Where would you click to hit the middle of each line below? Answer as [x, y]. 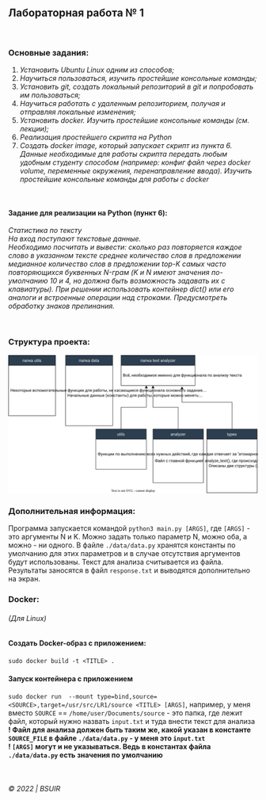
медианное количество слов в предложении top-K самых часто [118, 264]
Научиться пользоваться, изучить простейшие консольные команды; [138, 78]
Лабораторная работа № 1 [76, 13]
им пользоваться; [50, 95]
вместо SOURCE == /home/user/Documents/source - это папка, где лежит [125, 713]
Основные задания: [49, 52]
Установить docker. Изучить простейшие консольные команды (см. [135, 120]
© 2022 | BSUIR [34, 789]
